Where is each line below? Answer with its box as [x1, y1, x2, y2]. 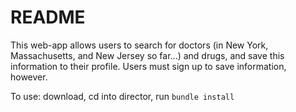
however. [10, 71, 48, 83]
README [10, 6, 86, 29]
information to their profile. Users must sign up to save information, [10, 60, 287, 72]
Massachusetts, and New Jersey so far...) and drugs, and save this [10, 49, 285, 61]
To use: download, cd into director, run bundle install [10, 90, 235, 102]
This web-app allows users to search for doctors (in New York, [10, 39, 269, 51]
